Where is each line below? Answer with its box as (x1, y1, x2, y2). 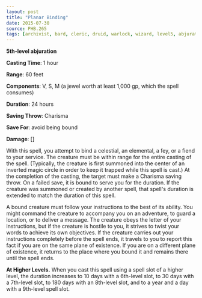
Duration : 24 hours (6, 100, 54, 108)
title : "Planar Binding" (6, 14, 69, 20)
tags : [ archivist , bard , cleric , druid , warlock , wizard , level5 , (6, 31, 176, 37)
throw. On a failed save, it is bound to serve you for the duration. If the (6, 179, 180, 186)
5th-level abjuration (6, 47, 57, 55)
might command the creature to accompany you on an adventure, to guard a (6, 210, 195, 217)
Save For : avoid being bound (6, 124, 78, 131)
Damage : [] (6, 136, 35, 143)
